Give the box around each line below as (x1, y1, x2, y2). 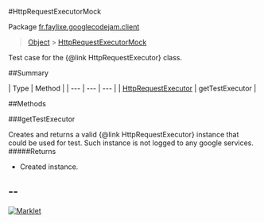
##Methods (8, 99, 46, 108)
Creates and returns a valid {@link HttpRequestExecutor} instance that (8, 130, 239, 139)
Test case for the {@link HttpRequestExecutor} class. (8, 53, 183, 62)
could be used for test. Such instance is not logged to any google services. (8, 138, 254, 148)
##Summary (8, 68, 49, 78)
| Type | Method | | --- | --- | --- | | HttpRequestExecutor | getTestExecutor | (8, 83, 257, 93)
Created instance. (19, 162, 79, 171)
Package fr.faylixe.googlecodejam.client (8, 22, 140, 31)
